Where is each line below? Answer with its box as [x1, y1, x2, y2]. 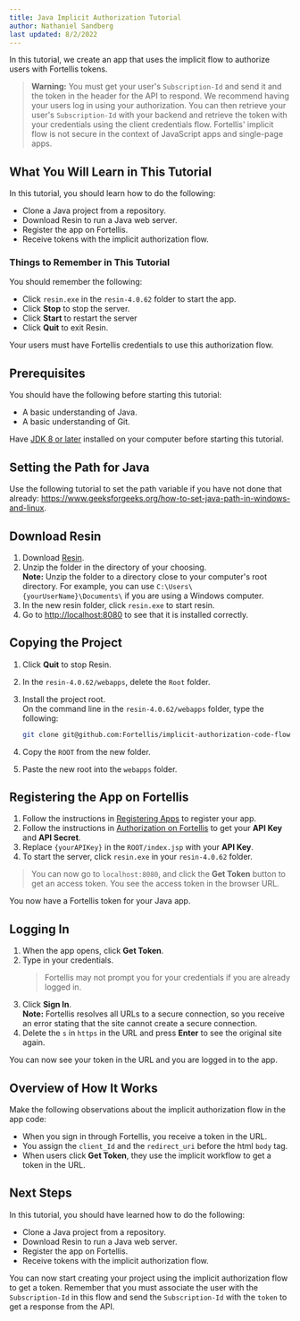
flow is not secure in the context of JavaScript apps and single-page [30, 129, 284, 140]
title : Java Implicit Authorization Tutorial [9, 13, 181, 22]
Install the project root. [21, 693, 105, 704]
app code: [9, 1114, 47, 1125]
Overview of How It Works [9, 1080, 158, 1095]
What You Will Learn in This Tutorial [9, 164, 212, 179]
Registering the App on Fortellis [9, 790, 189, 804]
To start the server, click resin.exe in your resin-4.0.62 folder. [21, 852, 253, 862]
